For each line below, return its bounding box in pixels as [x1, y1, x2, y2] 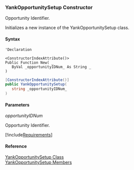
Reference [5, 143, 27, 149]
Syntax [5, 36, 20, 42]
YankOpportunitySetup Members [5, 160, 72, 166]
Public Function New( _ [5, 60, 54, 65]
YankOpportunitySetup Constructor [5, 4, 93, 11]
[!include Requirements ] [5, 132, 53, 138]
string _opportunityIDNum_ [11, 86, 67, 91]
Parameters [5, 102, 30, 108]
